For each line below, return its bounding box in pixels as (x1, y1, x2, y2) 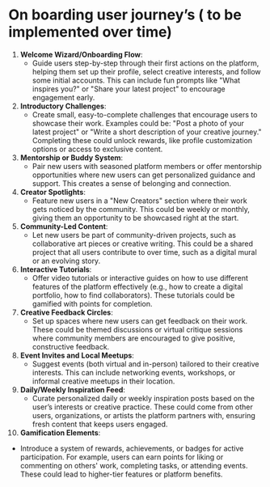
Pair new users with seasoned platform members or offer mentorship (32, 161, 263, 171)
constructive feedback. (32, 341, 110, 351)
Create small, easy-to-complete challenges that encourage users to (32, 109, 258, 119)
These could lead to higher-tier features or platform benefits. (19, 469, 223, 479)
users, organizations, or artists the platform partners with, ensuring (32, 410, 256, 420)
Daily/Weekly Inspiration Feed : (19, 384, 125, 394)
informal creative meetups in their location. (32, 376, 175, 386)
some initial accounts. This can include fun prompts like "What (32, 75, 241, 85)
